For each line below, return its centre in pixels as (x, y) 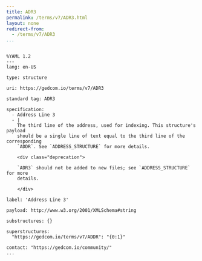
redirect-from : (25, 29)
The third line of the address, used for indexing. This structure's (107, 126)
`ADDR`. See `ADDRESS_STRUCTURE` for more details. (83, 147)
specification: (25, 110)
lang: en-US (21, 67)
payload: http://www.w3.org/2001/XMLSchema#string (71, 211)
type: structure (27, 78)
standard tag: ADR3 (31, 99)
